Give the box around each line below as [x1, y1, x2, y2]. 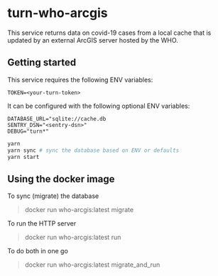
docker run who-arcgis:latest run [24, 233, 121, 242]
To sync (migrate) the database [7, 192, 99, 200]
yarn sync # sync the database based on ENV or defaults [7, 147, 180, 154]
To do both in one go [7, 247, 69, 255]
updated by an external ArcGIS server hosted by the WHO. [7, 35, 179, 44]
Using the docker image [7, 172, 115, 185]
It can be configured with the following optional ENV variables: [7, 101, 190, 110]
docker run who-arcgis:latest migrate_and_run [24, 260, 160, 269]
